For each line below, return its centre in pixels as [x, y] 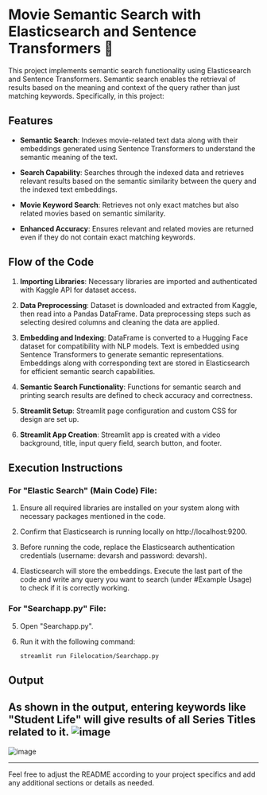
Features [31, 121]
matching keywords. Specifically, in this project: [86, 95]
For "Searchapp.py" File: [57, 609]
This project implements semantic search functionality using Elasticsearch [130, 70]
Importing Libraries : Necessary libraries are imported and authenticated [138, 281]
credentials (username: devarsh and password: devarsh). [113, 555]
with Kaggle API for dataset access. [78, 290]
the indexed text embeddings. [68, 189]
